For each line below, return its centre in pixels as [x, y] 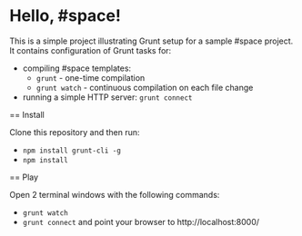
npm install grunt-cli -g [71, 151]
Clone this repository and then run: [75, 132]
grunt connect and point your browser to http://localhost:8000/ [141, 221]
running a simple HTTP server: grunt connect [107, 97]
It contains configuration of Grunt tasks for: [91, 50]
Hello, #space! [65, 16]
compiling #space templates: [77, 68]
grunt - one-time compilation [91, 77]
